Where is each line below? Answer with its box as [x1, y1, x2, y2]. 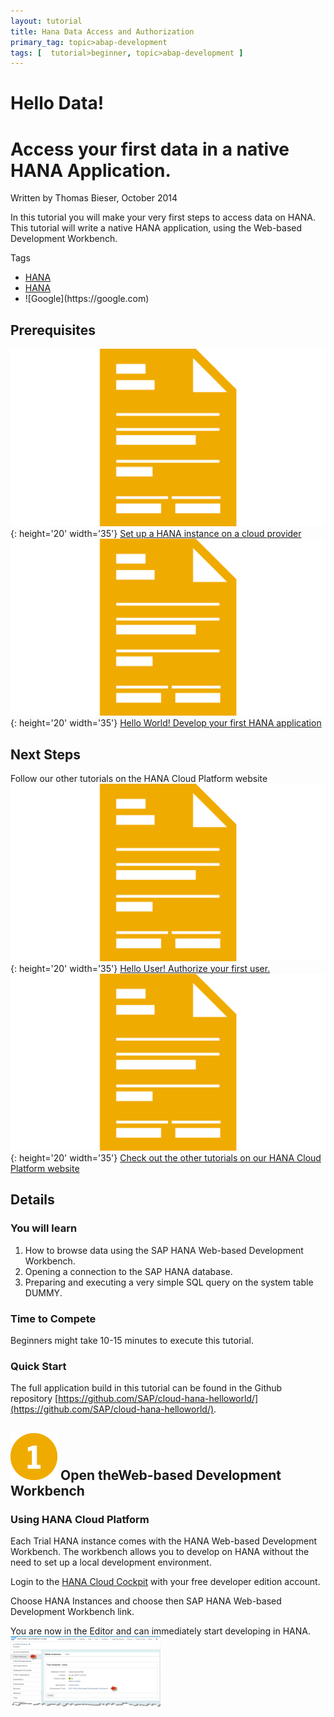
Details [10, 1191, 55, 1209]
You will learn [10, 1221, 78, 1235]
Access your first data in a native [10, 138, 290, 160]
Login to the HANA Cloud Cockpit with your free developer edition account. [10, 1575, 321, 1587]
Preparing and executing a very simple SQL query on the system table [24, 1276, 314, 1288]
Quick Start [10, 1359, 67, 1373]
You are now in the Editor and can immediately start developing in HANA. [10, 1625, 312, 1637]
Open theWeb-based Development [59, 1466, 282, 1484]
